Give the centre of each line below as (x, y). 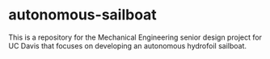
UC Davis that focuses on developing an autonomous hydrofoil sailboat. (127, 45)
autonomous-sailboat (83, 15)
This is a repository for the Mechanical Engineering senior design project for (135, 37)
